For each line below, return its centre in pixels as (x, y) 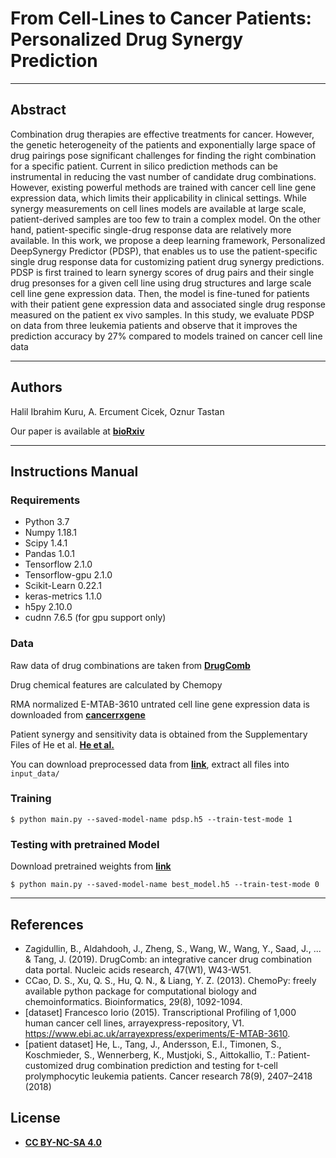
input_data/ (35, 773)
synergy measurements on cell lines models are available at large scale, (158, 208)
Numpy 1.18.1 (51, 533)
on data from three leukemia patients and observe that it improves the (154, 325)
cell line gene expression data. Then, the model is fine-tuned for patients (160, 293)
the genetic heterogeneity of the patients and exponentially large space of (163, 144)
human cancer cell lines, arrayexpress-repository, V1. (134, 1023)
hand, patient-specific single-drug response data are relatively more (151, 229)
